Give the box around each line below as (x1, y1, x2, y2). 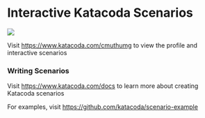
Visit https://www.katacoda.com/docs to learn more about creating (7, 82, 199, 90)
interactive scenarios (7, 48, 67, 57)
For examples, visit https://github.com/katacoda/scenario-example (7, 103, 198, 111)
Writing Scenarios (7, 66, 69, 75)
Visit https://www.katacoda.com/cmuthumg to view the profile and (7, 40, 198, 50)
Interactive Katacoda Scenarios (7, 5, 193, 21)
